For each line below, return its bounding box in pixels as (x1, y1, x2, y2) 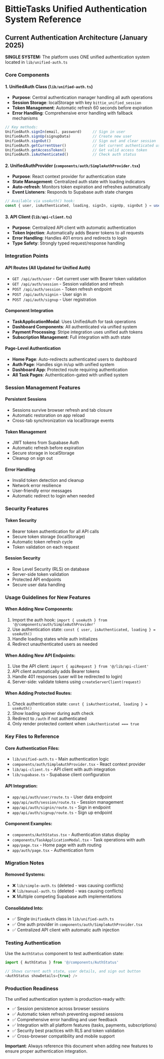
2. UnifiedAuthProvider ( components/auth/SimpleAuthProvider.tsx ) (5, 163, 141, 169)
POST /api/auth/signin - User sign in (12, 291, 87, 297)
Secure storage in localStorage (12, 450, 75, 456)
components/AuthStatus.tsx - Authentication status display (12, 832, 130, 837)
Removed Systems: (5, 871, 45, 878)
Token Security (5, 517, 37, 523)
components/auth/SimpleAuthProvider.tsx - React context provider (12, 761, 146, 767)
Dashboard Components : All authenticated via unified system (12, 323, 138, 329)
